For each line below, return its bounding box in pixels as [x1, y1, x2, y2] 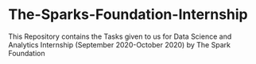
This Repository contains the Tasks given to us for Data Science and [8, 32, 232, 41]
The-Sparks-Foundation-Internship [8, 6, 248, 24]
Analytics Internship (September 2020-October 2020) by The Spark [8, 40, 231, 49]
